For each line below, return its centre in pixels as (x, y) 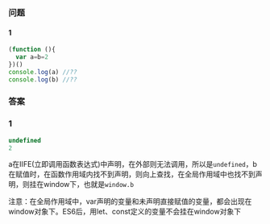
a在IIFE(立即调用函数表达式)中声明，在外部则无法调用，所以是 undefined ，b (133, 164)
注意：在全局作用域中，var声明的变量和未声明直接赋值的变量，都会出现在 (130, 201)
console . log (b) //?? (43, 79)
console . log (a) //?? (43, 72)
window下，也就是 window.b (89, 185)
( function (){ (32, 50)
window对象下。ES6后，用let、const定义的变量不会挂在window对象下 (125, 212)
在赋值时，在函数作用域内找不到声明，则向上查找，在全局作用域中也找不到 (132, 174)
